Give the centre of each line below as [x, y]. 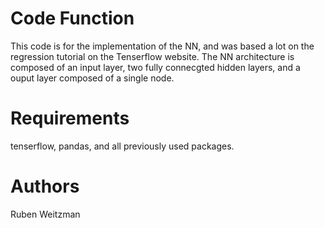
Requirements [70, 118]
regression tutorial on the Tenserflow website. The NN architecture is [152, 56]
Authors [45, 186]
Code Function [72, 18]
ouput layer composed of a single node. [92, 78]
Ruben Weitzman [45, 214]
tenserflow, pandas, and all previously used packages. [122, 146]
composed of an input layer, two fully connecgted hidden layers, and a [155, 67]
